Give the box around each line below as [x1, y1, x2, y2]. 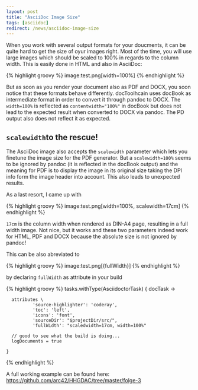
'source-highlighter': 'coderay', [32, 302, 118, 308]
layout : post [6, 8, 38, 15]
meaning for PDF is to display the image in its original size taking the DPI [6, 167, 182, 174]
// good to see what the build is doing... [11, 333, 120, 339]
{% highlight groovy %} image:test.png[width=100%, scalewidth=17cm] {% [6, 202, 189, 210]
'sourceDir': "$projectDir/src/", [32, 318, 118, 324]
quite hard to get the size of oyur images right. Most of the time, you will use [6, 48, 192, 55]
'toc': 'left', [32, 307, 70, 313]
